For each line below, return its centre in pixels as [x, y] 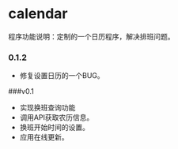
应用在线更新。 [44, 137]
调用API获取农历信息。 [57, 117]
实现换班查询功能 [47, 108]
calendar [38, 14]
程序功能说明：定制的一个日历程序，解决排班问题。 [91, 36]
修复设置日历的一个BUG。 [62, 76]
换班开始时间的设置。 [54, 128]
